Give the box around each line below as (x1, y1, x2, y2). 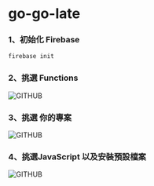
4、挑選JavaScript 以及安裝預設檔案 (8, 151, 147, 162)
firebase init (8, 53, 55, 60)
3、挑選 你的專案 (8, 111, 72, 122)
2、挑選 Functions (8, 72, 79, 83)
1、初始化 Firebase (8, 35, 80, 46)
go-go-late (8, 5, 81, 23)
